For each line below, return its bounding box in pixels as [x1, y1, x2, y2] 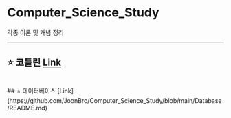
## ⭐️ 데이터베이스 [7, 86, 56, 95]
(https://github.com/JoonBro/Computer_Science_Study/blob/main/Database [7, 96, 222, 104]
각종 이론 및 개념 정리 [7, 28, 64, 36]
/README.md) [7, 104, 48, 112]
